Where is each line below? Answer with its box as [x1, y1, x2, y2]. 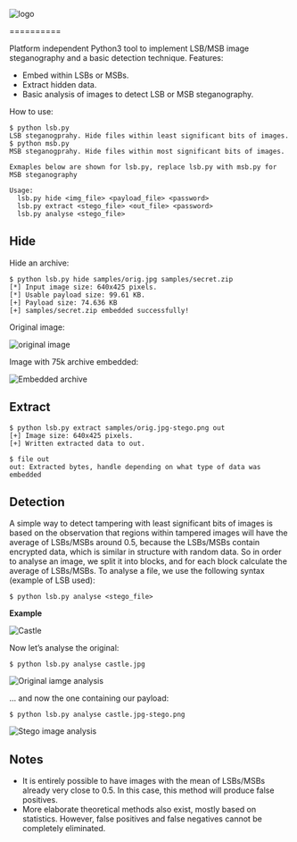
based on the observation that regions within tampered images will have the [9, 527, 288, 538]
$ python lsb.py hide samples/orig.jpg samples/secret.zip [9, 274, 234, 283]
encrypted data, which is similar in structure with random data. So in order [9, 546, 282, 558]
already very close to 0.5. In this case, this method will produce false [21, 785, 275, 796]
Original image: [9, 322, 65, 333]
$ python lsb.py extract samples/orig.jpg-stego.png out [9, 423, 226, 433]
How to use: [9, 106, 54, 116]
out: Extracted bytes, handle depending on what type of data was [9, 462, 261, 471]
